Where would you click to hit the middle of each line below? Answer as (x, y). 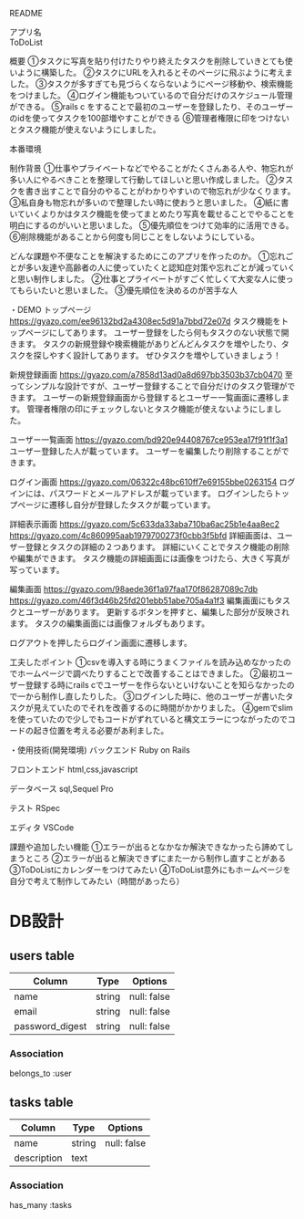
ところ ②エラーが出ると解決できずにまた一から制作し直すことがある (156, 858)
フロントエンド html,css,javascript (74, 769)
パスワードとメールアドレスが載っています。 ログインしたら (161, 493)
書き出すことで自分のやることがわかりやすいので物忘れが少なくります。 (160, 191)
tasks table (42, 1102)
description (38, 1158)
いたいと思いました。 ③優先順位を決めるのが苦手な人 (136, 290)
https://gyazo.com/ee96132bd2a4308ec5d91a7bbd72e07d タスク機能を (145, 321)
